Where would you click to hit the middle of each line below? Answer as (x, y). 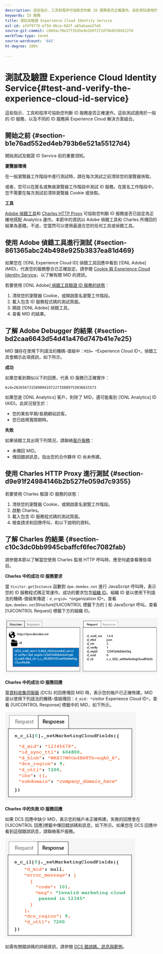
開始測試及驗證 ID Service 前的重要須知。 (46, 156)
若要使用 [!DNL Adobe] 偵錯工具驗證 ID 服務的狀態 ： (57, 285)
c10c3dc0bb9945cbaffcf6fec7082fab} (65, 547)
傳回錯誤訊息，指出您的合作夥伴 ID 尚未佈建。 (58, 457)
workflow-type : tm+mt (27, 36)
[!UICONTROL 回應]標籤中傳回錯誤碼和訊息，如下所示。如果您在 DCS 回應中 (81, 825)
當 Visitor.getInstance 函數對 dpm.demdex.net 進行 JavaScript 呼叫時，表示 (81, 586)
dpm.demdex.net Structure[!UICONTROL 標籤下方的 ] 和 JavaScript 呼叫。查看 (81, 605)
